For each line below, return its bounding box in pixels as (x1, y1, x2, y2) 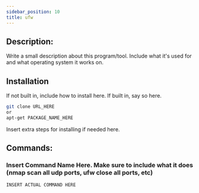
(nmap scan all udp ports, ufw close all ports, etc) (6, 168, 154, 177)
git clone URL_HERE (6, 104, 55, 110)
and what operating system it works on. (6, 59, 103, 66)
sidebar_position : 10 (6, 8, 60, 15)
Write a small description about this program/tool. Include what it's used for (6, 52, 192, 60)
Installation (6, 76, 49, 86)
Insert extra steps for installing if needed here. (6, 125, 120, 132)
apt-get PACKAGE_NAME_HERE (6, 114, 74, 120)
